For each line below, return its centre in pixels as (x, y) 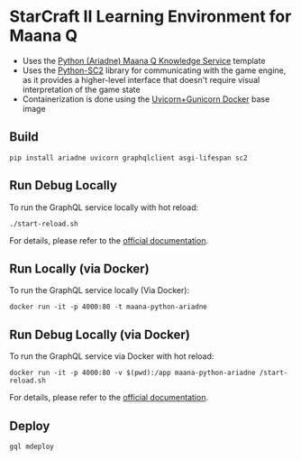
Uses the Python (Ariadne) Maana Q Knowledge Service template (144, 60)
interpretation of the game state (82, 89)
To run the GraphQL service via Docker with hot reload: (112, 356)
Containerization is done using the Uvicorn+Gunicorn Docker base (146, 99)
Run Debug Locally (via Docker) (100, 334)
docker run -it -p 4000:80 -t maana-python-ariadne (108, 307)
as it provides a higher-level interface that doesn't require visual (141, 79)
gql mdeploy (32, 446)
